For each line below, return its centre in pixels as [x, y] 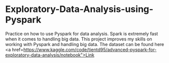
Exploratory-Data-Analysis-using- [79, 9]
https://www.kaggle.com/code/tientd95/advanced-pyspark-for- [90, 49]
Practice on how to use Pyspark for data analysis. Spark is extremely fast [82, 33]
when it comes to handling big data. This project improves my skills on [79, 39]
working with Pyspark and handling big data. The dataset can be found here [85, 44]
